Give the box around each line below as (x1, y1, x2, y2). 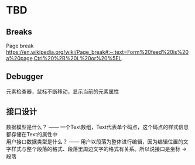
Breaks (6, 27, 32, 37)
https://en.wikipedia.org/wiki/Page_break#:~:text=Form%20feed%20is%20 (6, 49, 189, 56)
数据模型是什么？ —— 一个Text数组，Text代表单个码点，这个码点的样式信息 (6, 123, 189, 130)
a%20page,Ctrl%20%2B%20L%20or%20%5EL (6, 55, 122, 61)
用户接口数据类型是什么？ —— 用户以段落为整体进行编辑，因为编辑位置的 (6, 138, 183, 145)
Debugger (6, 71, 44, 82)
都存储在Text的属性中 (6, 130, 58, 137)
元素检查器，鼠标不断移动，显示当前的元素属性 (6, 88, 119, 95)
